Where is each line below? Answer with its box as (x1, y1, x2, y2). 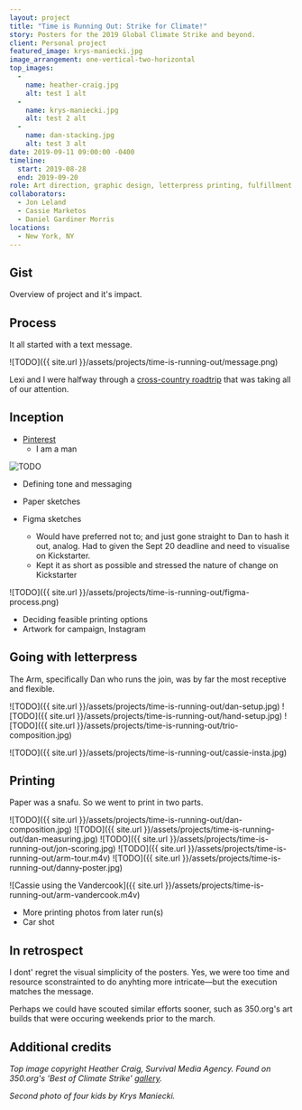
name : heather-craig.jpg (25, 80, 119, 89)
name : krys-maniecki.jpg (25, 106, 119, 115)
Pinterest (22, 434, 57, 444)
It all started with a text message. (9, 340, 133, 350)
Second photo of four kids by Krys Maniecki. (9, 1090, 176, 1102)
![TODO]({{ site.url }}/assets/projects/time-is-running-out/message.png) (9, 357, 279, 367)
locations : (9, 223, 50, 232)
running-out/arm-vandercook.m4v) (9, 890, 141, 900)
